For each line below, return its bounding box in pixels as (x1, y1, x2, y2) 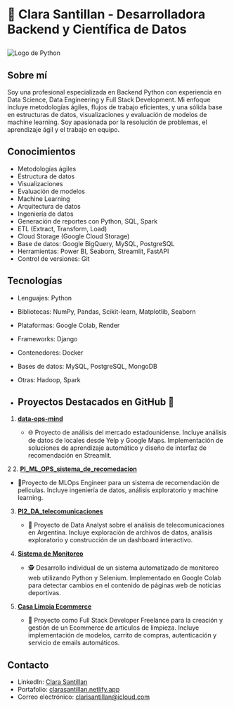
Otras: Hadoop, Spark (17, 375, 81, 384)
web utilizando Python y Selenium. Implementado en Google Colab (27, 574, 221, 582)
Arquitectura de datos (17, 202, 81, 210)
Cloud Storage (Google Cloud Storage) (17, 232, 130, 240)
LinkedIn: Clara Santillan (17, 678, 88, 686)
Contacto (7, 659, 49, 671)
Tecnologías (7, 275, 63, 287)
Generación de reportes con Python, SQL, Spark (17, 216, 158, 225)
